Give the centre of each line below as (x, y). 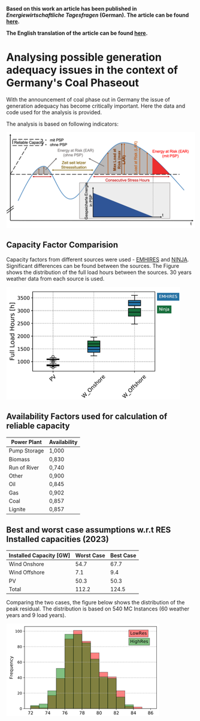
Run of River (24, 467)
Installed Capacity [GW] (40, 555)
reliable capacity (38, 426)
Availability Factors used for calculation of (87, 417)
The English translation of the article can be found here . (77, 33)
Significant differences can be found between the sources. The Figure (93, 266)
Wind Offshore (27, 573)
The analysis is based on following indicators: (62, 124)
